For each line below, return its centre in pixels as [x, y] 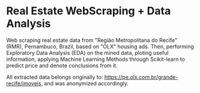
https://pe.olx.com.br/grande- [141, 77]
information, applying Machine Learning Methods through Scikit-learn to [95, 59]
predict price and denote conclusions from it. [62, 65]
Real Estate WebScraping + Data [89, 11]
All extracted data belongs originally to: [55, 77]
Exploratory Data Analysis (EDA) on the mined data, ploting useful [88, 52]
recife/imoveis [24, 83]
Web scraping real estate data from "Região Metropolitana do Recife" [92, 40]
